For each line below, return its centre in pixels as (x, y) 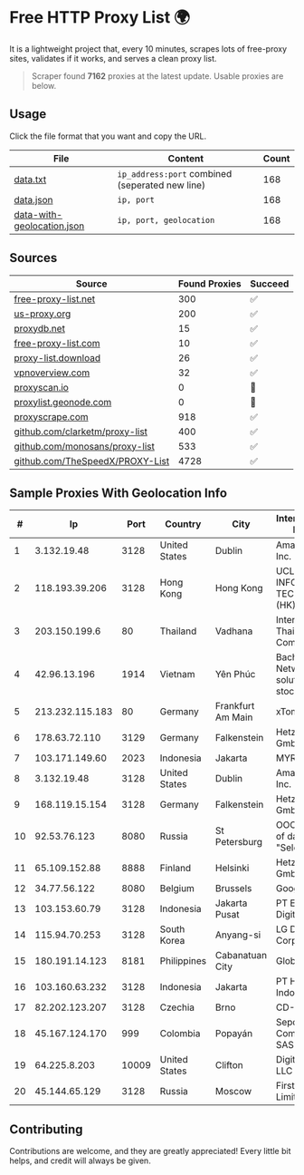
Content (186, 158)
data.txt (30, 180)
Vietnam (177, 675)
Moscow (234, 1092)
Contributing (46, 1129)
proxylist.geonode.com (63, 402)
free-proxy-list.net (55, 298)
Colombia (180, 1034)
